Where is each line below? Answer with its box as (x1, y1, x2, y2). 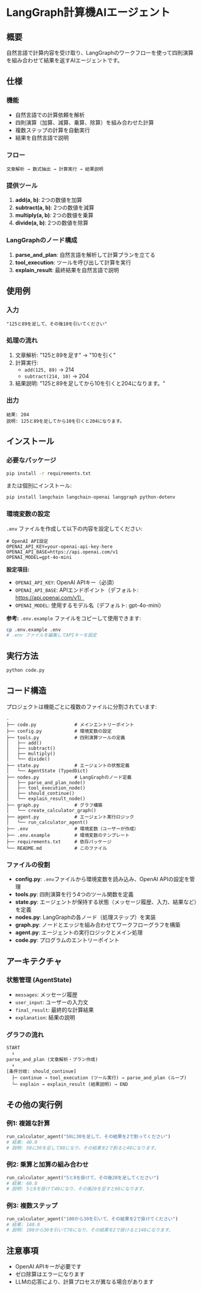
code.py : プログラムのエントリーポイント (15, 937, 120, 944)
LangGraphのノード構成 (6, 236, 78, 245)
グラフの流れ (6, 1030, 44, 1039)
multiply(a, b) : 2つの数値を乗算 (15, 212, 94, 219)
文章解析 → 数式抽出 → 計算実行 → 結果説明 (6, 166, 103, 172)
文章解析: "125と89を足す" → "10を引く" (15, 351, 116, 359)
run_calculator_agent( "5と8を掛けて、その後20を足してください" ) (6, 1174, 159, 1181)
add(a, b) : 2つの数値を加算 (15, 196, 82, 204)
